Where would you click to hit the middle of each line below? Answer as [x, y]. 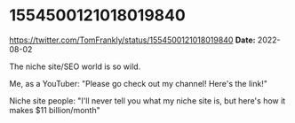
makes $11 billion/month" [55, 110]
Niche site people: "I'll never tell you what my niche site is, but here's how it [147, 100]
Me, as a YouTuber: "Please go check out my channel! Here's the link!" [139, 83]
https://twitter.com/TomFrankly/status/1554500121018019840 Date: [132, 40]
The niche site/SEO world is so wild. [75, 66]
